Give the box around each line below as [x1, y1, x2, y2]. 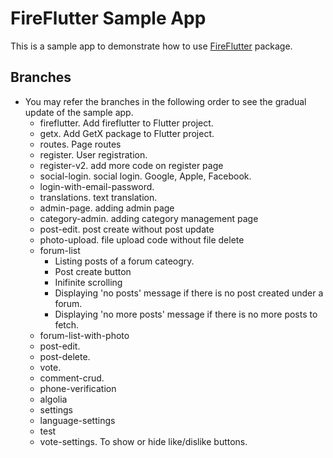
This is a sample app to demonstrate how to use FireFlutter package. [10, 40, 293, 52]
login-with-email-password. [39, 180, 155, 192]
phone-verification [39, 382, 117, 394]
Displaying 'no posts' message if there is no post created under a [54, 287, 324, 299]
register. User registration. [39, 148, 148, 161]
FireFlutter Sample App [10, 7, 207, 30]
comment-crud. [39, 372, 105, 384]
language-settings [39, 414, 116, 426]
